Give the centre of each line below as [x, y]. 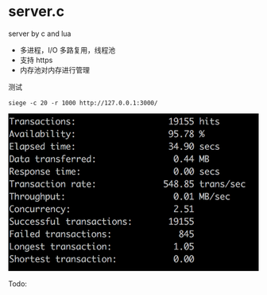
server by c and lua [40, 33]
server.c [37, 12]
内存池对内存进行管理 [54, 69]
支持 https [36, 60]
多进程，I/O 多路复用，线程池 [68, 49]
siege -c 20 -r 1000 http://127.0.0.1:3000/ [83, 103]
